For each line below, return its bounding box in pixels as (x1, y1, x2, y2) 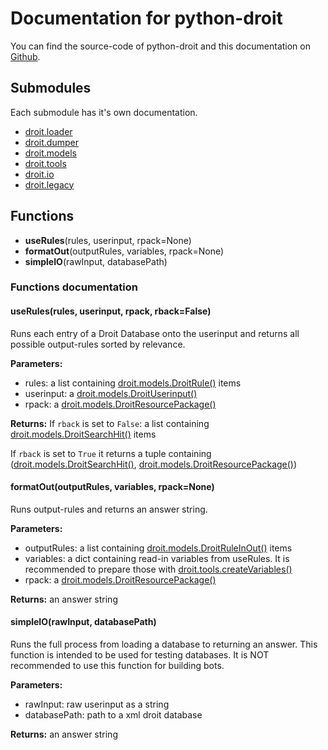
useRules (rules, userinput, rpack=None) (24, 234, 192, 246)
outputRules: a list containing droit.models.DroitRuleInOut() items (24, 542, 293, 554)
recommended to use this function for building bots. (10, 660, 225, 672)
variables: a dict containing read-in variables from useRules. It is (24, 552, 290, 564)
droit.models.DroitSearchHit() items (10, 428, 157, 440)
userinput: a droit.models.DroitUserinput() (24, 387, 198, 399)
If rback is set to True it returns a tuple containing (10, 447, 212, 459)
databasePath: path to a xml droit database (24, 709, 203, 721)
